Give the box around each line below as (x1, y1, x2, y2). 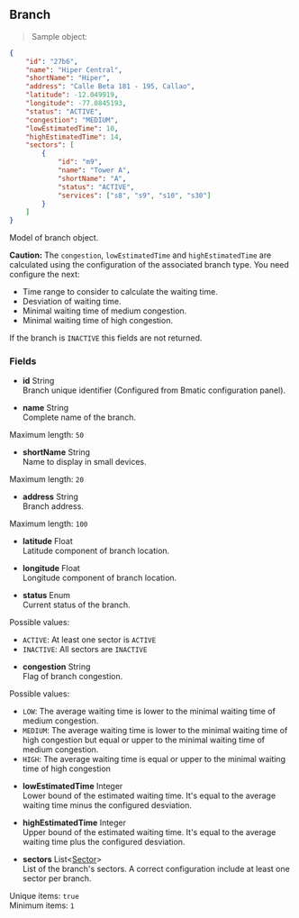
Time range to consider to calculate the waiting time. (22, 286, 218, 297)
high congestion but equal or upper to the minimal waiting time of (22, 734, 266, 746)
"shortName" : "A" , (57, 174, 127, 183)
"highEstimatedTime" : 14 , (25, 132, 123, 141)
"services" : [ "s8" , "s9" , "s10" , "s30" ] (57, 191, 212, 200)
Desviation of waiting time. (22, 296, 122, 307)
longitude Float (22, 563, 81, 574)
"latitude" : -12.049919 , (25, 90, 119, 100)
